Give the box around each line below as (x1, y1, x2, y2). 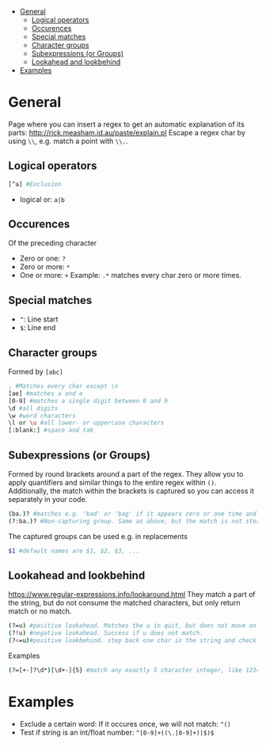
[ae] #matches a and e (8, 390, 83, 397)
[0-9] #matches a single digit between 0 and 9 (8, 397, 169, 405)
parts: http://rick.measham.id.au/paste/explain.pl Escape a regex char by (8, 127, 246, 137)
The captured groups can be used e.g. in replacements (8, 531, 188, 541)
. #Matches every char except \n (8, 382, 119, 390)
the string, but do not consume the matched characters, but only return (8, 598, 241, 608)
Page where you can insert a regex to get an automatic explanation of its (8, 119, 245, 129)
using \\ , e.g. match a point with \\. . (8, 136, 128, 146)
